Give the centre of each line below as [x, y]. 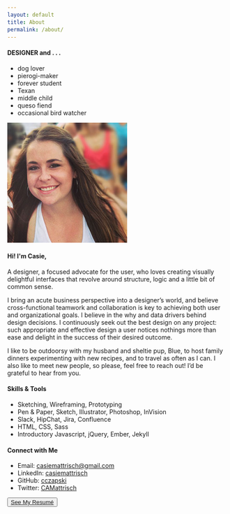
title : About [26, 22]
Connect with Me [32, 450]
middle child [35, 98]
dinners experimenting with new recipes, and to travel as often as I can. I [112, 358]
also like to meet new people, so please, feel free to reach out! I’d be [105, 365]
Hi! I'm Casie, [27, 256]
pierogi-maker [38, 75]
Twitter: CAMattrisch [47, 488]
